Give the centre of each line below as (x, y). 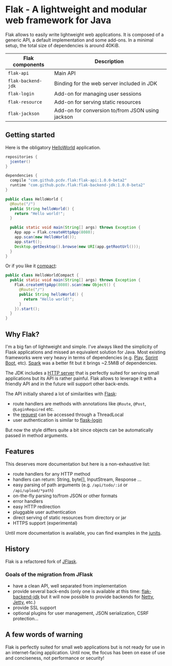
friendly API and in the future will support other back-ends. (67, 384)
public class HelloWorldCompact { (42, 276)
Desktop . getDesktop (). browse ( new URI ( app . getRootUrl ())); (78, 247)
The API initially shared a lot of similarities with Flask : (61, 394)
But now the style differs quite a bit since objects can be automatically (79, 430)
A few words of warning (44, 635)
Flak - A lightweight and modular (76, 9)
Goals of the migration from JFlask (49, 575)
